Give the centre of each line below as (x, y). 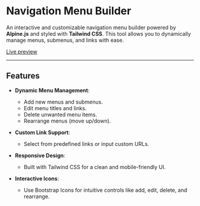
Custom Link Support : (42, 132)
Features (23, 76)
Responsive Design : (40, 155)
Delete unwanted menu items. (60, 114)
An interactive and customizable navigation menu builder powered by (91, 27)
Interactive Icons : (37, 178)
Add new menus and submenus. (63, 102)
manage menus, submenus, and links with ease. (65, 40)
